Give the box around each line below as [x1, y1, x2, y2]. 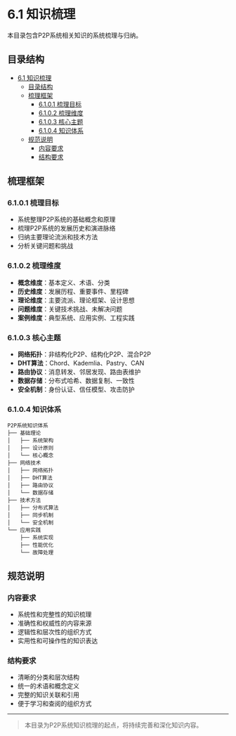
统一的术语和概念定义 [17, 682, 79, 690]
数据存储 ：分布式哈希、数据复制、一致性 [17, 377, 135, 385]
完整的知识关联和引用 [17, 690, 79, 699]
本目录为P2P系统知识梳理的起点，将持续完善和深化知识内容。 [24, 721, 203, 730]
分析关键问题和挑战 [17, 242, 74, 250]
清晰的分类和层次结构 [17, 673, 79, 682]
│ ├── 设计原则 [7, 444, 54, 452]
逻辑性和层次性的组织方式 [17, 628, 92, 636]
